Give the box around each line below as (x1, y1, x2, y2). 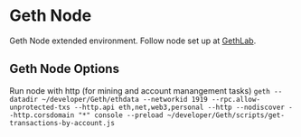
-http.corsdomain (9, 110, 75, 120)
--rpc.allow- (211, 95, 260, 104)
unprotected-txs (9, 103, 71, 112)
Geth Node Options (9, 61, 120, 77)
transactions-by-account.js (9, 118, 116, 127)
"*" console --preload (78, 110, 165, 120)
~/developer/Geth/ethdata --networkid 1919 (42, 95, 208, 104)
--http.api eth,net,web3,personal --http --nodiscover (73, 103, 285, 112)
